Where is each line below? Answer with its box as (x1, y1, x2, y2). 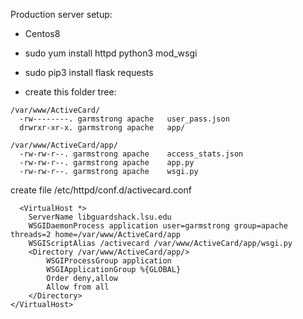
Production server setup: (10, 9, 113, 20)
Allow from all (46, 282, 110, 292)
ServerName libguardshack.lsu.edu (28, 212, 172, 222)
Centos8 (24, 28, 61, 39)
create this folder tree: (24, 86, 117, 98)
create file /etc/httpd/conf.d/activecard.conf (10, 184, 192, 196)
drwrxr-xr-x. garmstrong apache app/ (19, 123, 186, 133)
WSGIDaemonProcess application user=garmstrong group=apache (28, 221, 288, 231)
